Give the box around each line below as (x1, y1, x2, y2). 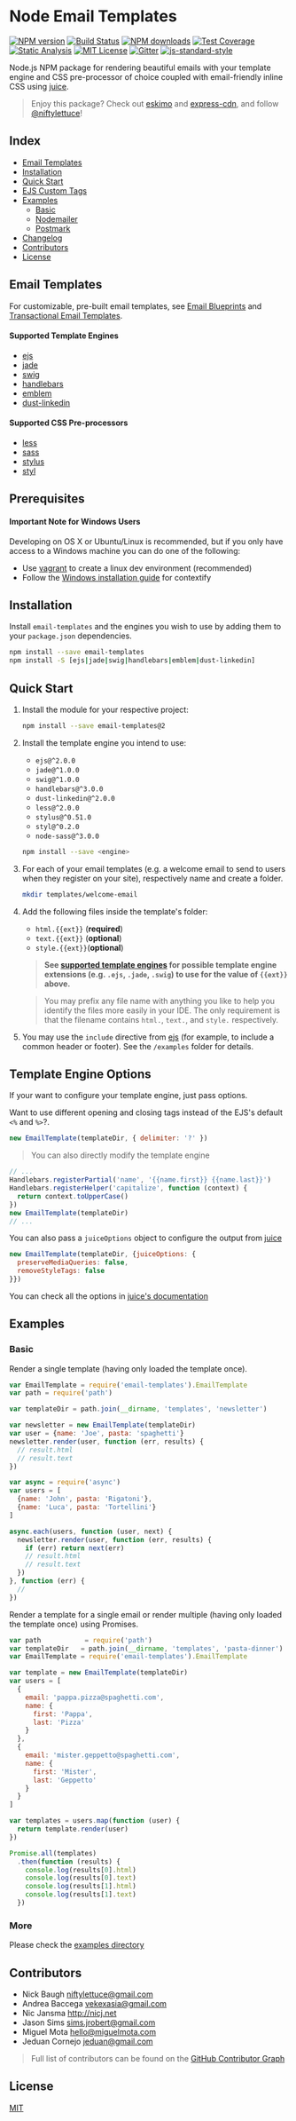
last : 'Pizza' (32, 1718, 86, 1727)
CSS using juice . (9, 81, 69, 91)
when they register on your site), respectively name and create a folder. (21, 873, 284, 883)
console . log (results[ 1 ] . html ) (25, 1882, 137, 1891)
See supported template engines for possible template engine (43, 959, 277, 969)
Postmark (35, 223, 71, 233)
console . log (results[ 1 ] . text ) (25, 1890, 137, 1899)
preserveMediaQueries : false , (17, 1258, 129, 1267)
